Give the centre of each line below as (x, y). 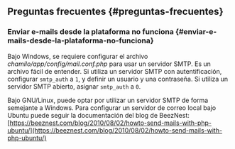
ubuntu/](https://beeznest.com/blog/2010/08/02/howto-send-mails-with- (115, 130)
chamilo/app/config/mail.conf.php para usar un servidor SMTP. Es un (109, 64)
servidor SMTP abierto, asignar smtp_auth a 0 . (74, 86)
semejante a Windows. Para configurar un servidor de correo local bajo (112, 107)
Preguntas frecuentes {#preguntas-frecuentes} (115, 12)
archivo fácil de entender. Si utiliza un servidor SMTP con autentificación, (115, 71)
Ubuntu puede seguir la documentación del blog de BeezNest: (99, 115)
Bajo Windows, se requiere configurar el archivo (78, 56)
